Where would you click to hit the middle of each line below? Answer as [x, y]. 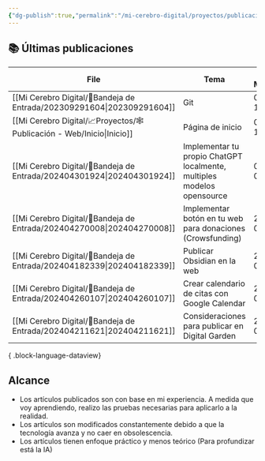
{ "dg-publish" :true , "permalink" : [63, 15]
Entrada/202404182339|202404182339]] [94, 266]
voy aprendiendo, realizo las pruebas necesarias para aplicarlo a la [129, 408]
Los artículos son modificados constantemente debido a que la [122, 425]
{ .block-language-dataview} [55, 355]
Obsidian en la [209, 261]
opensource [205, 196]
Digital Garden [209, 336]
